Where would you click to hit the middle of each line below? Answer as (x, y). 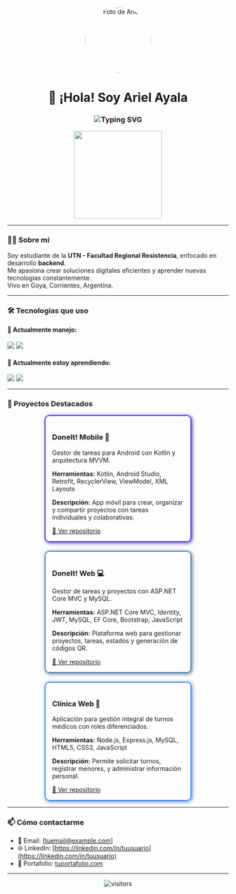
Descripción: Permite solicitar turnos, (107, 761)
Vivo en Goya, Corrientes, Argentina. (60, 285)
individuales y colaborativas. (93, 517)
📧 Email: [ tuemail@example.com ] (65, 841)
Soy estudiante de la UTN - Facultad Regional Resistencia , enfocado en (112, 255)
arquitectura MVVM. (81, 460)
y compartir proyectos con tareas (100, 510)
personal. (66, 776)
